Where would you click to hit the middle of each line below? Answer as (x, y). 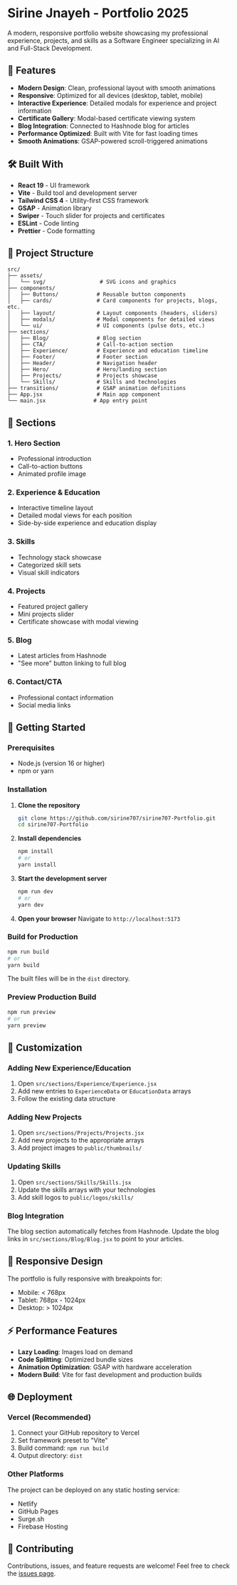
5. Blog (20, 640)
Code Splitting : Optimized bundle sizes (75, 1359)
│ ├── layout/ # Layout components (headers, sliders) (113, 313)
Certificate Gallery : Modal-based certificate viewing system (106, 118)
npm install (35, 852)
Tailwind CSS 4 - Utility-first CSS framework (83, 200)
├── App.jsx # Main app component (84, 394)
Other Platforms (36, 1474)
